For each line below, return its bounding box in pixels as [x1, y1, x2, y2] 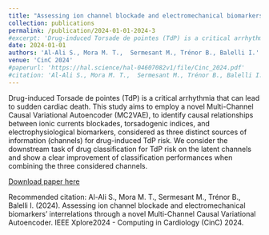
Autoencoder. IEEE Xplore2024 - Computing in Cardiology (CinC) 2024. [8, 217, 244, 227]
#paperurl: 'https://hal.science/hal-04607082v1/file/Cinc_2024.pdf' [8, 64, 246, 72]
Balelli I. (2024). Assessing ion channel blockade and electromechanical [8, 201, 246, 210]
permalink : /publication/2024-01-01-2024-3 [8, 26, 156, 34]
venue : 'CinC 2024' [8, 57, 74, 65]
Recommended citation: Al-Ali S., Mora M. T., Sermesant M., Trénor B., [8, 192, 242, 201]
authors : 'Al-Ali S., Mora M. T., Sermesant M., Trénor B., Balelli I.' [8, 49, 260, 57]
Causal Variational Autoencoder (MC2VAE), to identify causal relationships [8, 110, 254, 120]
